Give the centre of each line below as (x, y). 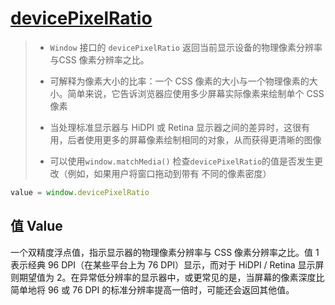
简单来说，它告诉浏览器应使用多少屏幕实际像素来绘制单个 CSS (196, 93)
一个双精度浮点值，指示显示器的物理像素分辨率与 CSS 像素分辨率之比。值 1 (165, 252)
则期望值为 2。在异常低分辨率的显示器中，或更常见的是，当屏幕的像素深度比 (167, 277)
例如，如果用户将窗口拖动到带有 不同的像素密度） (169, 173)
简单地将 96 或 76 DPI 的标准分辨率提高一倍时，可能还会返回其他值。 (152, 289)
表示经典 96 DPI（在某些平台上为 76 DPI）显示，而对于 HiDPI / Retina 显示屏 (167, 264)
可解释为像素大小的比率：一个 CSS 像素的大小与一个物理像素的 (179, 81)
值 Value (36, 226)
